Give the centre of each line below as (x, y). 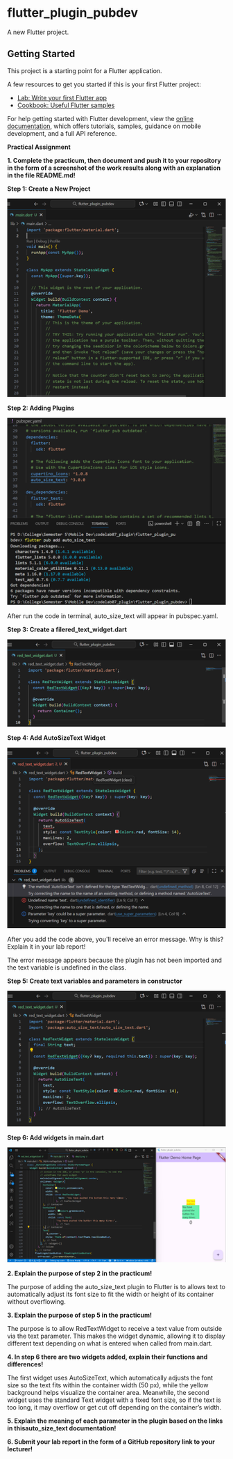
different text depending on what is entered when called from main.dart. (110, 1343)
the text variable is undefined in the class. (67, 967)
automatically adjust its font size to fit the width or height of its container (111, 1294)
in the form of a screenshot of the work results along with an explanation (114, 168)
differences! (25, 1364)
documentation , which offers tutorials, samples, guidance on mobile (104, 126)
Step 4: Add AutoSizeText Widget (57, 738)
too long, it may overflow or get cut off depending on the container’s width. (114, 1407)
